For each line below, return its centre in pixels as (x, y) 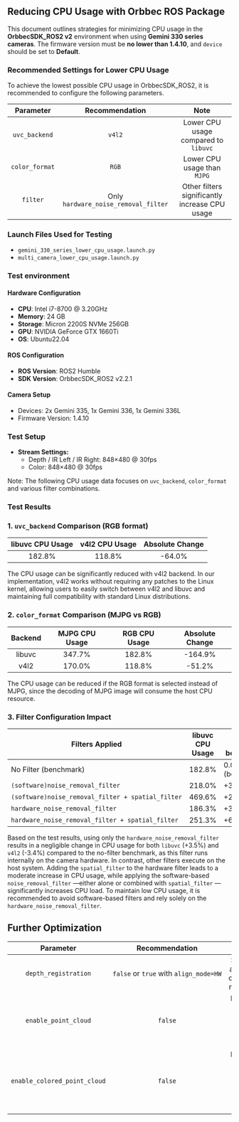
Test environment (38, 276)
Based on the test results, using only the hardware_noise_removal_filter (113, 838)
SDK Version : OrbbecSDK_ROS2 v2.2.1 (75, 378)
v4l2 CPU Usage (108, 545)
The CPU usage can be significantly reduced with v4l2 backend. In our (111, 574)
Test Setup (27, 437)
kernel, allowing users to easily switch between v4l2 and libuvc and (106, 589)
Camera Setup (29, 395)
